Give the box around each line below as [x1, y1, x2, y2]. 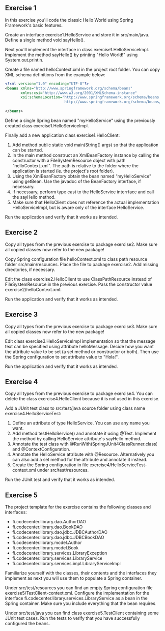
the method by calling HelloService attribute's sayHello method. [12, 436, 141, 442]
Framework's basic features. [5, 22, 63, 28]
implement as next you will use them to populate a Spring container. [5, 575, 142, 581]
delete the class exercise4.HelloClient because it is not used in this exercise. [5, 396, 160, 402]
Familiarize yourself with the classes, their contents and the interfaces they [5, 570, 157, 576]
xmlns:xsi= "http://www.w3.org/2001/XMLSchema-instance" [20, 90, 137, 95]
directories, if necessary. [5, 267, 55, 272]
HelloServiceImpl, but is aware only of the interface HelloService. [12, 204, 144, 210]
